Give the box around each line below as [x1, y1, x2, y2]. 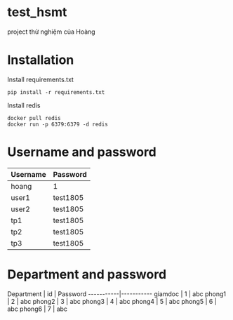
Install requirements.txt [7, 75, 74, 84]
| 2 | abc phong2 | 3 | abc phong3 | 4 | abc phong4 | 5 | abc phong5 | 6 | [7, 297, 218, 305]
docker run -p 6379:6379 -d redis [7, 121, 109, 128]
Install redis [7, 101, 41, 109]
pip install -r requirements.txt [7, 88, 105, 95]
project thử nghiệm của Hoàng [7, 27, 96, 36]
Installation [7, 52, 74, 68]
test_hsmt [7, 4, 67, 20]
